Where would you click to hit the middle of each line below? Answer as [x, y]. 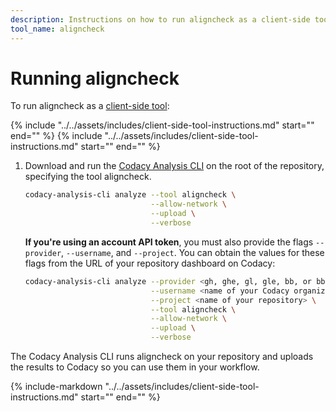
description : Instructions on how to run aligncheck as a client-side [160, 19]
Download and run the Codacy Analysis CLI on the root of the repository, [174, 166]
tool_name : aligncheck [57, 29]
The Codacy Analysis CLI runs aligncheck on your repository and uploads [162, 357]
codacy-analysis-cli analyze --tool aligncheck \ [130, 195]
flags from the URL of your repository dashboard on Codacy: [150, 263]
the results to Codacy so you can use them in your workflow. [135, 367]
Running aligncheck [95, 78]
